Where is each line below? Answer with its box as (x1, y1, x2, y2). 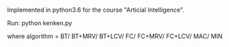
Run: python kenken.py (7, 19, 73, 27)
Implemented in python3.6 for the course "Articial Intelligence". (7, 6, 185, 14)
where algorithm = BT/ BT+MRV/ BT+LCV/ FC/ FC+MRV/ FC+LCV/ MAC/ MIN (7, 32, 223, 40)
